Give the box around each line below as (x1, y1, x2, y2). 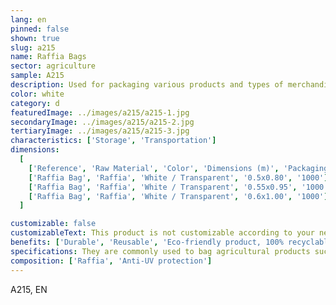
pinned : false (10, 24, 70, 34)
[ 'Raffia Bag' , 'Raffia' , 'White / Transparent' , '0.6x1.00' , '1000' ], (28, 191, 333, 201)
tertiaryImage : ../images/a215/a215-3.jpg (10, 126, 190, 136)
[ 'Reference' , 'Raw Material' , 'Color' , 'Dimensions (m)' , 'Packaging (28, 163, 329, 173)
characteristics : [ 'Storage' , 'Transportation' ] (10, 136, 217, 146)
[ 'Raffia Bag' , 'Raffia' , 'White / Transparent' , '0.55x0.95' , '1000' (28, 182, 329, 192)
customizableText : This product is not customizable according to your (10, 228, 315, 238)
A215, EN (10, 283, 48, 295)
